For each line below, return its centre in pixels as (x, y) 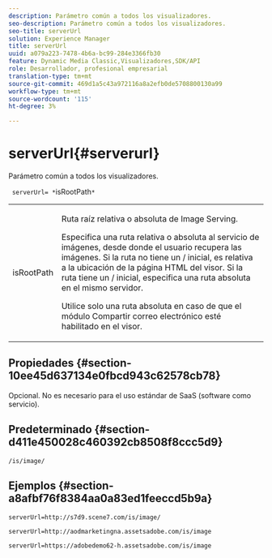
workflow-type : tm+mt (45, 91)
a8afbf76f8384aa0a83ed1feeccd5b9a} (110, 498)
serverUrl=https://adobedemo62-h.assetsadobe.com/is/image (110, 545)
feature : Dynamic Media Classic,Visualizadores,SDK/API (104, 62)
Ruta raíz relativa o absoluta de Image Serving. (150, 219)
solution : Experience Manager (59, 39)
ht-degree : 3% (32, 106)
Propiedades (41, 363)
